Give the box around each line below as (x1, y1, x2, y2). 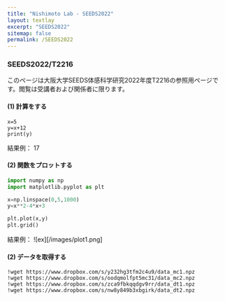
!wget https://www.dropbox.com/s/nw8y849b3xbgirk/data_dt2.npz (7, 287, 196, 294)
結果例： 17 (7, 143, 40, 152)
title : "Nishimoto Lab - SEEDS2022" (7, 10, 114, 17)
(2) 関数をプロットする (7, 161, 73, 169)
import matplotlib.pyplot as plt (7, 183, 105, 190)
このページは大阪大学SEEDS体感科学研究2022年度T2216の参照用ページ (7, 76, 213, 85)
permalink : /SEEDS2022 (7, 36, 73, 43)
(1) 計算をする (7, 102, 47, 111)
